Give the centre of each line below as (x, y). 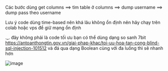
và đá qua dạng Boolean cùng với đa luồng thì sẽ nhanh (105, 48)
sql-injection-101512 (26, 48)
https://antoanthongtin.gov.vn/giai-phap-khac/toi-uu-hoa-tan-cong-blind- (82, 43)
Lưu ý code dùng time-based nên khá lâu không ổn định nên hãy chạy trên (83, 22)
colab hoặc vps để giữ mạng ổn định (43, 28)
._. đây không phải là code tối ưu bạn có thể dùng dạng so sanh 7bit (76, 38)
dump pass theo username (33, 13)
